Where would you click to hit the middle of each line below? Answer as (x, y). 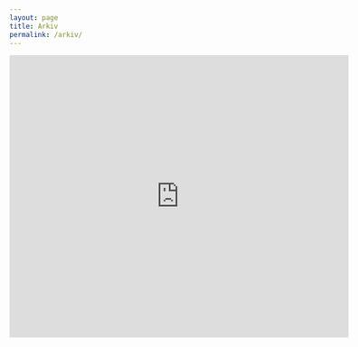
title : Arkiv (34, 26)
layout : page (34, 18)
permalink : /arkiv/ (46, 34)
